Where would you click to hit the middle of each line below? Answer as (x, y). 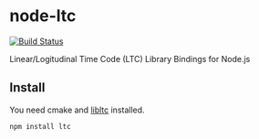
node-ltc (43, 16)
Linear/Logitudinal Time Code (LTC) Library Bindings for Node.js (130, 59)
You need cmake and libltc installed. (77, 110)
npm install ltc (40, 126)
